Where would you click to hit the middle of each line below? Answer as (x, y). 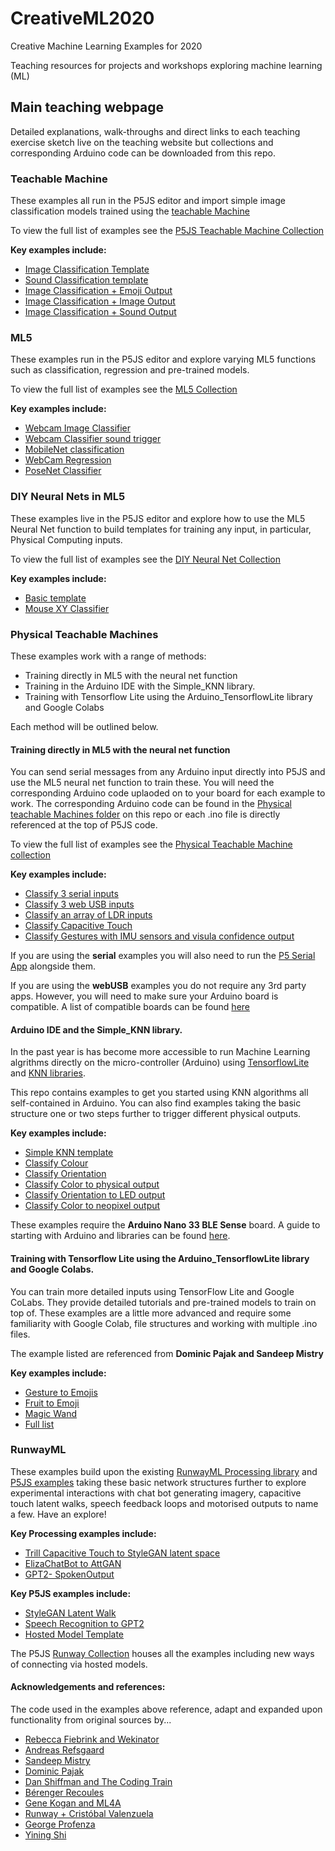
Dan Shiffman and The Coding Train (98, 1782)
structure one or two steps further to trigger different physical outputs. (156, 1114)
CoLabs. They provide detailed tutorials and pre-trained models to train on (163, 1302)
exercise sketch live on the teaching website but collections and (142, 142)
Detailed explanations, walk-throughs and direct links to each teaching (155, 131)
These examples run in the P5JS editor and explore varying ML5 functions (163, 359)
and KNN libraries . (48, 1073)
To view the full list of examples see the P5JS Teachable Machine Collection (167, 231)
